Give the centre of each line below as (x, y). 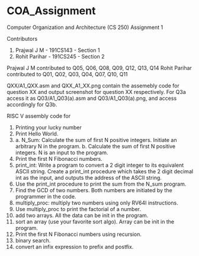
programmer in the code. (46, 196)
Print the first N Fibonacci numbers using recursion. (78, 234)
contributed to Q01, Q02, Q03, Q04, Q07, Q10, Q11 (67, 74)
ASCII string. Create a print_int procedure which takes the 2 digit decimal (104, 171)
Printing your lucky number (49, 127)
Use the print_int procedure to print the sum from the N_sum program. (101, 184)
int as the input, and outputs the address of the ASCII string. (89, 177)
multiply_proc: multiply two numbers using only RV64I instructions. (97, 203)
